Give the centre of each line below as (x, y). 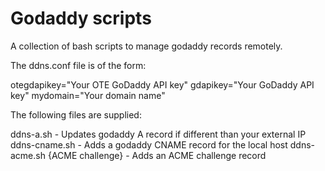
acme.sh (28, 155)
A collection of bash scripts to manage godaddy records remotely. (146, 46)
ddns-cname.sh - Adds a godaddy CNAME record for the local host (149, 144)
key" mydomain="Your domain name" (88, 95)
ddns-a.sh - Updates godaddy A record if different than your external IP (158, 134)
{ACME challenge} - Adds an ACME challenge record (157, 155)
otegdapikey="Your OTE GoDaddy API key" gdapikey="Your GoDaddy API (162, 84)
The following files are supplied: (76, 114)
